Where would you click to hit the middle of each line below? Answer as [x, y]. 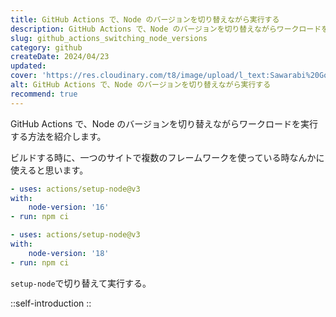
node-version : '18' [69, 253]
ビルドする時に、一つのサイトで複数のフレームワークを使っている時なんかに [167, 157]
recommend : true [44, 94]
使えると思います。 [49, 170]
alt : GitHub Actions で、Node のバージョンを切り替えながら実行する [141, 85]
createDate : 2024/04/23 [60, 57]
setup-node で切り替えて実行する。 [81, 283]
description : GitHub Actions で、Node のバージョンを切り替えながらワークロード [166, 29]
